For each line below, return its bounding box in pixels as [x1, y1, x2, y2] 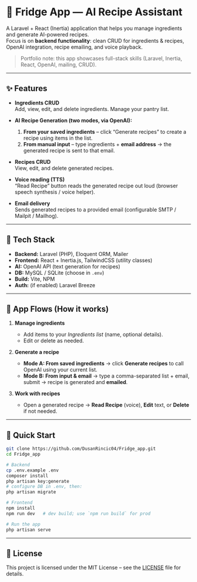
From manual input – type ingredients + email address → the [23, 140, 172, 147]
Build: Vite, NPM [14, 275, 55, 282]
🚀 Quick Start [6, 430, 56, 440]
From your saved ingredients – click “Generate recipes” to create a [23, 128, 186, 135]
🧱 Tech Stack [6, 235, 55, 245]
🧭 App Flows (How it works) [6, 304, 109, 314]
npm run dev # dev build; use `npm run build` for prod [6, 510, 151, 516]
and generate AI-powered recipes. [6, 31, 89, 38]
